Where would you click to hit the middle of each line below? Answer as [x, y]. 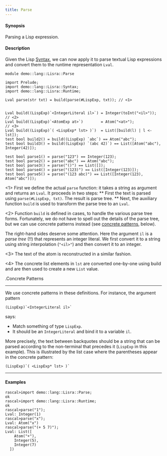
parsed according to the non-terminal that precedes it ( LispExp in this [76, 347]
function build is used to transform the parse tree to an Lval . [67, 204]
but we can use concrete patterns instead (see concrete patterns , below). [81, 224]
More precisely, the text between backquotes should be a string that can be [83, 341]
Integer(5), [26, 441]
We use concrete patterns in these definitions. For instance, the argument [81, 293]
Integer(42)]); [21, 148]
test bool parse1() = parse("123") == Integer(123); [61, 157]
